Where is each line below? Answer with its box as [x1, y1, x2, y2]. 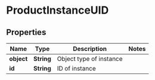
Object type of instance [57, 55, 123, 63]
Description [72, 45, 107, 53]
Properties [6, 27, 46, 37]
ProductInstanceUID [6, 4, 109, 17]
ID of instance [57, 65, 97, 72]
